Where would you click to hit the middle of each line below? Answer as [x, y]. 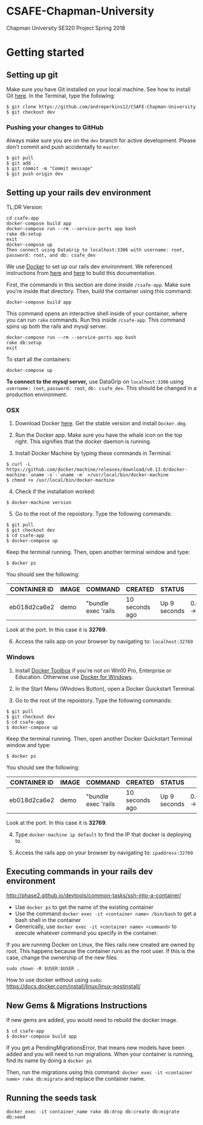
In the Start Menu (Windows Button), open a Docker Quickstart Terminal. [105, 688]
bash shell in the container [48, 920]
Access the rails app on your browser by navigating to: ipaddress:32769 [104, 852]
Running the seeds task [51, 1098]
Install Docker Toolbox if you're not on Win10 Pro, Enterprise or [93, 670]
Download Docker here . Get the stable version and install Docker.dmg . [101, 423]
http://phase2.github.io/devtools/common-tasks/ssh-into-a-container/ [94, 895]
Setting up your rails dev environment [79, 192]
